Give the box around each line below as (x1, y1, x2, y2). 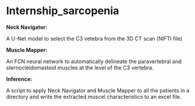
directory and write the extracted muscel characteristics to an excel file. (6, 93, 182, 100)
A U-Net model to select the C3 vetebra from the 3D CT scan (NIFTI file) (6, 35, 183, 42)
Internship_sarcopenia (6, 4, 120, 18)
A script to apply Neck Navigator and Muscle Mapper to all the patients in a (6, 87, 190, 94)
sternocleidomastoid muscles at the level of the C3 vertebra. (6, 64, 154, 71)
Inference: (6, 75, 33, 82)
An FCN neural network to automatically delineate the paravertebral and (6, 58, 182, 65)
